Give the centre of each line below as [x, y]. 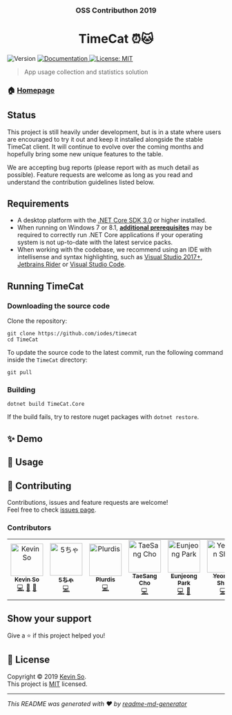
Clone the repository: [37, 321]
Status [22, 115]
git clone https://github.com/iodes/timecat [72, 334]
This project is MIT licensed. [47, 684]
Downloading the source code [59, 306]
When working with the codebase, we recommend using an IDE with [114, 250]
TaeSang [145, 576]
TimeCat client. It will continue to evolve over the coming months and [106, 147]
